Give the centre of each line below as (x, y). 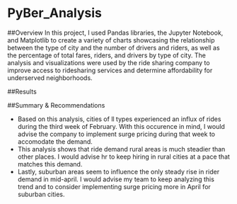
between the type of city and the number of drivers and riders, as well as (114, 47)
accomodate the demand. (55, 141)
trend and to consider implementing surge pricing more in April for (114, 186)
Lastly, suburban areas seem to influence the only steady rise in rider (118, 171)
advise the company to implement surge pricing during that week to (116, 134)
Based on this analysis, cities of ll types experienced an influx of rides (119, 119)
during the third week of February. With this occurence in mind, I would (121, 126)
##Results (22, 91)
